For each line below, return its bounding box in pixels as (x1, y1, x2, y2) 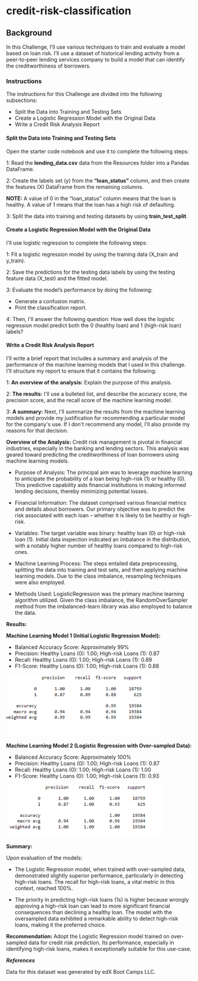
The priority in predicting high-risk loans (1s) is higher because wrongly (14, 896, 189, 903)
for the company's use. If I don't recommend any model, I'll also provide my (6, 421, 190, 428)
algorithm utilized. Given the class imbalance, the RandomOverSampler (14, 597, 188, 604)
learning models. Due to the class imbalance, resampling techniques (14, 572, 181, 579)
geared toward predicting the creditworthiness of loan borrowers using (6, 451, 179, 458)
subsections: (6, 97, 37, 104)
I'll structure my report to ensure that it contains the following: (6, 367, 157, 374)
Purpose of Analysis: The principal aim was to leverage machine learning (14, 469, 193, 476)
